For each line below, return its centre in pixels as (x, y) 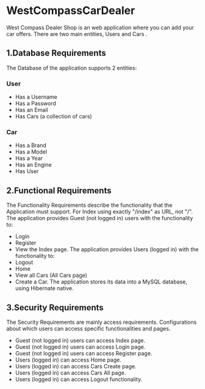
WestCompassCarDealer (71, 11)
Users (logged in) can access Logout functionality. (78, 379)
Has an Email (31, 110)
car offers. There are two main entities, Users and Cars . (77, 34)
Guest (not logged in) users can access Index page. (80, 340)
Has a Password (35, 104)
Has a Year (29, 159)
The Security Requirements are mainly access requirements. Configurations (102, 322)
